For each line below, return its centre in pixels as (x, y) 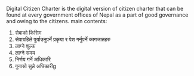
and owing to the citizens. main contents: (57, 21)
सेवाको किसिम (28, 33)
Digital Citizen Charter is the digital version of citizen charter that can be (95, 9)
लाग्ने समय (25, 53)
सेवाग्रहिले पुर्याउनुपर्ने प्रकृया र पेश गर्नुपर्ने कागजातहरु (62, 39)
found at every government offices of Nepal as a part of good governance (97, 15)
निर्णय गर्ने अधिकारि (33, 59)
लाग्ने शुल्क (25, 46)
